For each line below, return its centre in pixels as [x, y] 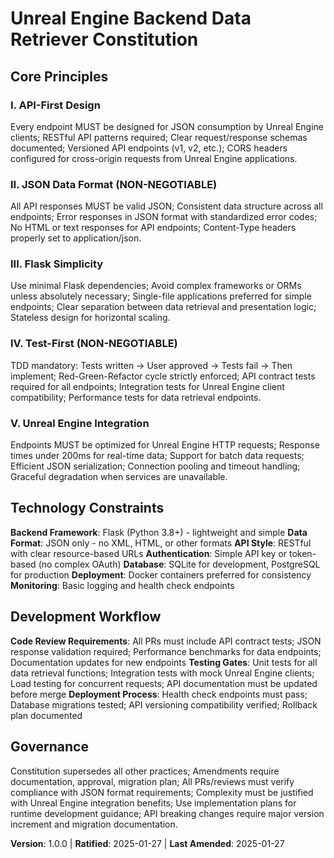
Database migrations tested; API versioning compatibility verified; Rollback [164, 704]
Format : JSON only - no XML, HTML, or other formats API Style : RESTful [161, 543]
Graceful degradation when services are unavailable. [119, 477]
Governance [49, 747]
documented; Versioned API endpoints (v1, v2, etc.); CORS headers [149, 148]
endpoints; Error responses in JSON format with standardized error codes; [164, 217]
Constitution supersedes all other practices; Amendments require [145, 771]
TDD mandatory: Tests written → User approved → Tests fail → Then [151, 365]
